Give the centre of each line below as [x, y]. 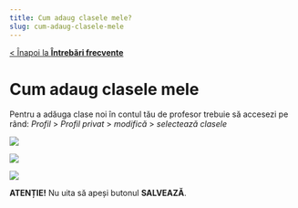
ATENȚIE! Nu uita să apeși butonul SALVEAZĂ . [98, 193]
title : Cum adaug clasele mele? [71, 18]
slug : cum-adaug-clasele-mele [67, 26]
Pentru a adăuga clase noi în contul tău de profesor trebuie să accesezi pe [149, 114]
